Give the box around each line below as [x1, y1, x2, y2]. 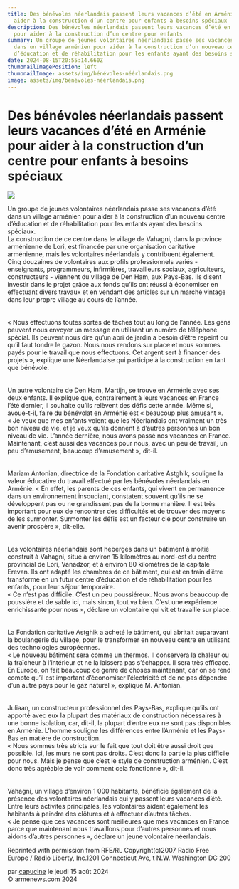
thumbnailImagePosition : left [7, 63, 97, 70]
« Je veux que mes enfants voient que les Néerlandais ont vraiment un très [7, 416, 228, 425]
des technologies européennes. [7, 643, 100, 652]
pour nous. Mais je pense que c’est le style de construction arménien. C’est [7, 757, 228, 765]
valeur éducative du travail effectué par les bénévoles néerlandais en [7, 477, 210, 485]
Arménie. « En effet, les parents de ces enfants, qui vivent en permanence [7, 485, 225, 493]
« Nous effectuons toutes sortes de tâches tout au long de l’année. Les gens [7, 318, 231, 327]
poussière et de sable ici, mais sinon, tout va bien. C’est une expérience [7, 598, 218, 606]
